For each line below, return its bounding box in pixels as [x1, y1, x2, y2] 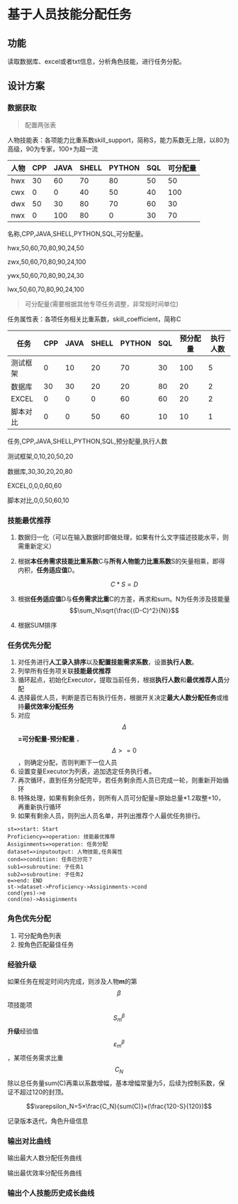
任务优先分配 [7, 640, 52, 650]
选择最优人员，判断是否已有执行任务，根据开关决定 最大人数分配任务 [17, 694, 217, 702]
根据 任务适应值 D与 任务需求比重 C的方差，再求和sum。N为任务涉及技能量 [17, 594, 230, 603]
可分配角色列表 [17, 931, 62, 940]
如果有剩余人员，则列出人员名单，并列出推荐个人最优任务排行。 [17, 812, 204, 820]
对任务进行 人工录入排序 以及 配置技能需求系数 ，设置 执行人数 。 [17, 658, 198, 667]
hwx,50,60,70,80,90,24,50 [7, 243, 84, 252]
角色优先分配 [7, 914, 52, 924]
